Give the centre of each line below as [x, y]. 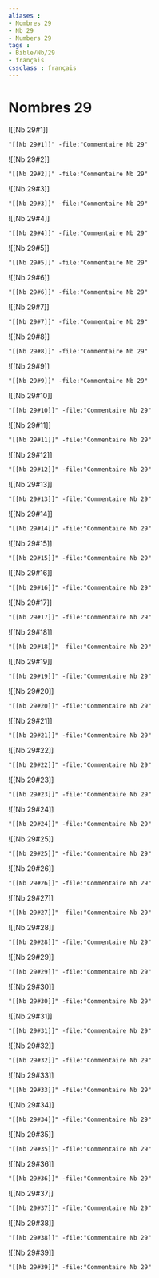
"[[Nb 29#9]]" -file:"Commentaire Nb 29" [78, 381]
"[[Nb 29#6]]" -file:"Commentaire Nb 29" [78, 292]
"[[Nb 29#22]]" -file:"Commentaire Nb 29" [80, 765]
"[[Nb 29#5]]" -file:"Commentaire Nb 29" [78, 262]
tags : [19, 46]
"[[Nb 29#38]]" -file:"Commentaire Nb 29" [80, 1238]
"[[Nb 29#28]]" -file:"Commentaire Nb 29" [80, 942]
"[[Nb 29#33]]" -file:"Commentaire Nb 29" [80, 1090]
